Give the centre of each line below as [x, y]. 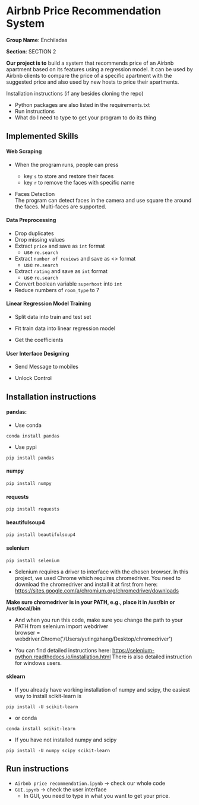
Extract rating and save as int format [61, 271]
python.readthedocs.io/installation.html [63, 657]
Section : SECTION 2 [31, 51]
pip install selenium [33, 560]
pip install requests [33, 509]
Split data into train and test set [53, 316]
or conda [26, 718]
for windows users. [38, 663]
